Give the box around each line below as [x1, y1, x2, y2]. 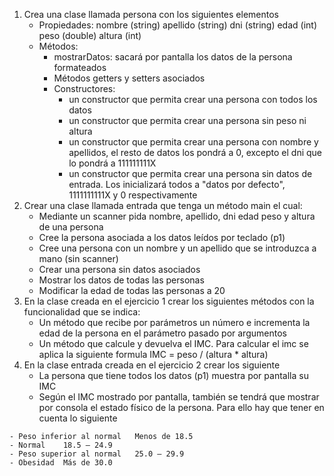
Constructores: [53, 83, 116, 94]
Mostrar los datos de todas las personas [38, 274, 205, 286]
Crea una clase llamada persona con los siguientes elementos [23, 9, 279, 20]
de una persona [38, 221, 104, 233]
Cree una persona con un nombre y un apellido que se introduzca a [38, 242, 317, 254]
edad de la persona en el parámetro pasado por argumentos [38, 327, 287, 339]
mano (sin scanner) [38, 253, 119, 264]
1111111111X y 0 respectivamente [68, 189, 198, 201]
